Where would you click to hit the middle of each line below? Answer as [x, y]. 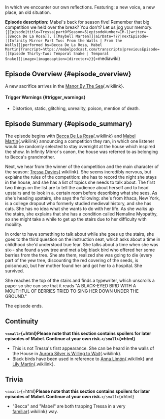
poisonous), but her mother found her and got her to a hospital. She [74, 265]
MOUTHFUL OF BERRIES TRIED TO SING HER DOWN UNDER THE [72, 291]
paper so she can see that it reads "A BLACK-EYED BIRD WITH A [71, 286]
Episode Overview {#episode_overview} [68, 74]
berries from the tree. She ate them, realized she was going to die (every [79, 255]
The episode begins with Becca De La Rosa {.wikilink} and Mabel [70, 136]
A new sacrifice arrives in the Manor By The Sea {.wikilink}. [65, 86]
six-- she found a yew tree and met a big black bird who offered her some [80, 250]
